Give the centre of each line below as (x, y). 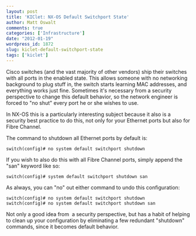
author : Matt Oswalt (31, 22)
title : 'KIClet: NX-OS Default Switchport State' (68, 17)
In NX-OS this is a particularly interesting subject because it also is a (88, 114)
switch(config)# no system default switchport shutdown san (81, 203)
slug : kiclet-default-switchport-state (55, 50)
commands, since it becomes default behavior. (62, 227)
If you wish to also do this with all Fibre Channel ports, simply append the (94, 159)
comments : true (25, 28)
